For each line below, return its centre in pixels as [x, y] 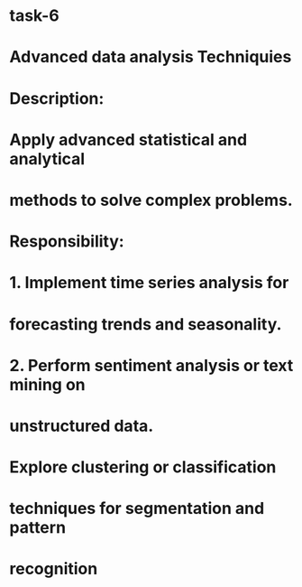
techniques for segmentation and [137, 509]
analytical [47, 158]
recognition [54, 569]
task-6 [35, 16]
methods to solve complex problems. [151, 200]
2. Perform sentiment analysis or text [151, 365]
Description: [57, 98]
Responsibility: [67, 242]
